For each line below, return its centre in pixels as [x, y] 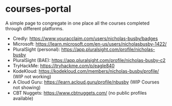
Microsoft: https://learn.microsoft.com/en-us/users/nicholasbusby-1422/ [90, 44]
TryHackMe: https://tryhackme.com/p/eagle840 [64, 66]
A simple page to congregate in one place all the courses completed [78, 23]
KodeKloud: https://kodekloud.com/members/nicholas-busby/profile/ [86, 71]
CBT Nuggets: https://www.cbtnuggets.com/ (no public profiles [80, 93]
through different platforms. [35, 28]
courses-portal [38, 9]
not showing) [27, 87]
